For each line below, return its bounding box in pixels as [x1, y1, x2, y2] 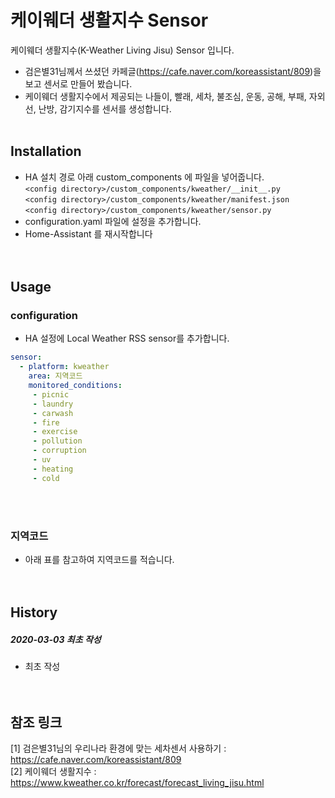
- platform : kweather [19, 362, 110, 372]
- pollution [32, 436, 83, 446]
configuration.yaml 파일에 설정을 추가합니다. [24, 215, 202, 227]
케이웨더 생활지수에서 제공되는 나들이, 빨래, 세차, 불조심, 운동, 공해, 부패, [24, 90, 307, 102]
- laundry [32, 399, 74, 409]
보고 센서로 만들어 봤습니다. [24, 77, 133, 90]
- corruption [32, 446, 87, 456]
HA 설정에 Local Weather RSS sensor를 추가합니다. [24, 332, 230, 345]
